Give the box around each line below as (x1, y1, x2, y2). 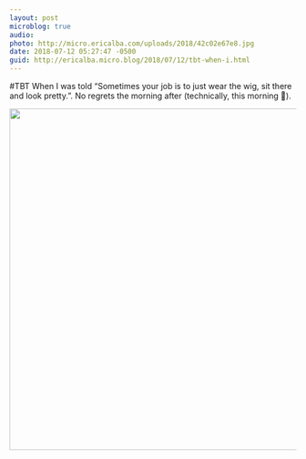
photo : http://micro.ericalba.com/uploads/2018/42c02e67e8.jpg (9, 38, 255, 48)
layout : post (9, 13, 59, 23)
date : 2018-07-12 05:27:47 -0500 (9, 47, 137, 56)
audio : (9, 30, 35, 39)
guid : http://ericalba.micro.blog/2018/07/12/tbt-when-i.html (9, 56, 250, 65)
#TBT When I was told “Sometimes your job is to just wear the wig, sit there (9, 81, 292, 91)
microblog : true (9, 22, 71, 31)
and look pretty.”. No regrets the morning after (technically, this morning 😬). (9, 90, 291, 101)
